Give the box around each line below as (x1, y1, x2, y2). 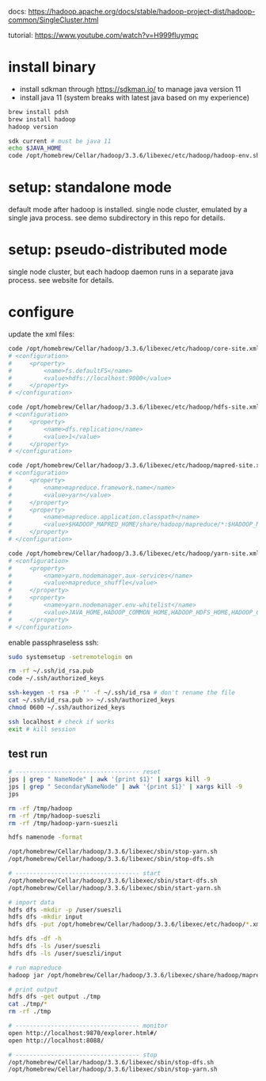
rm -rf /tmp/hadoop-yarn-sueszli (8, 819, 119, 827)
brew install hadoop (8, 115, 77, 124)
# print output (8, 985, 59, 993)
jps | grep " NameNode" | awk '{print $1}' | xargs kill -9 (8, 775, 211, 783)
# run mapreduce (8, 964, 62, 972)
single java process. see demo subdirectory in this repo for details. (8, 213, 226, 223)
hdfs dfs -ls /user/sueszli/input (8, 950, 123, 957)
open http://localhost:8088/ (8, 1037, 104, 1045)
